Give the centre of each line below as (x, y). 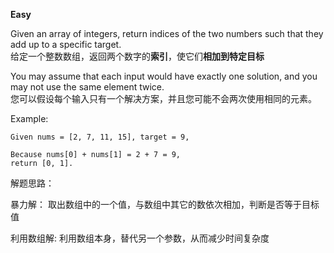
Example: (29, 118)
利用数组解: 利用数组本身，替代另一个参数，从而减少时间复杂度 (140, 238)
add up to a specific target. (66, 44)
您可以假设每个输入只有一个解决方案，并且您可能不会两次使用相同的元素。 (163, 98)
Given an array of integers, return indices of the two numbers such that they (167, 33)
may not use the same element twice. (87, 87)
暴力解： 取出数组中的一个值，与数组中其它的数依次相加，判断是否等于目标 (165, 204)
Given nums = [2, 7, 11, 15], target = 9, (100, 137)
